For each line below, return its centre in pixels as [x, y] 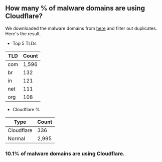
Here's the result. [23, 33]
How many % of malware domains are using [75, 8]
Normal [16, 138]
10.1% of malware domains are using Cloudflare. [65, 153]
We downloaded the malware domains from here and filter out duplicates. [81, 28]
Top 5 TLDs [24, 43]
